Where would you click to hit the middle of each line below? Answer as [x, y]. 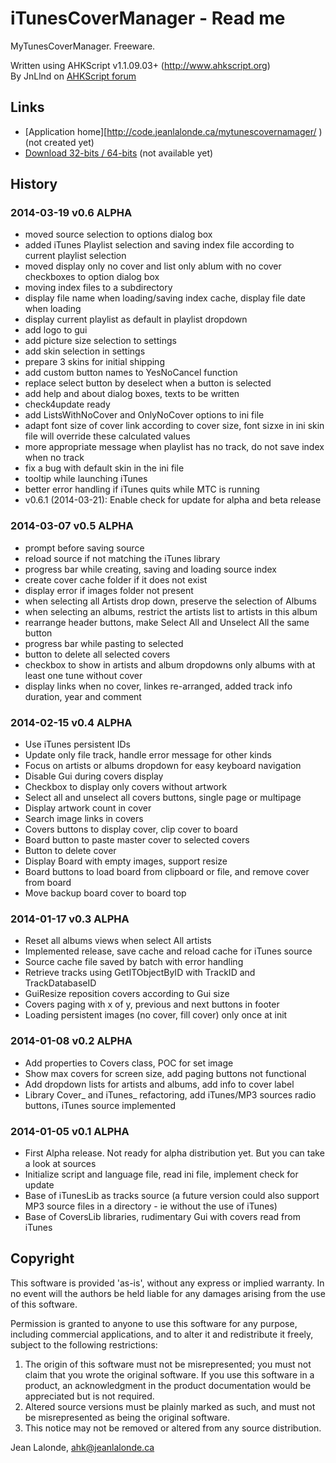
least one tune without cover [83, 675]
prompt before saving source [84, 548]
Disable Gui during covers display [94, 776]
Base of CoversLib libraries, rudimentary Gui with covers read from [162, 1216]
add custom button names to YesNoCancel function [131, 373]
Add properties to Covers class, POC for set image [129, 1063]
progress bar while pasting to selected [104, 643]
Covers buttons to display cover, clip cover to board [131, 829]
